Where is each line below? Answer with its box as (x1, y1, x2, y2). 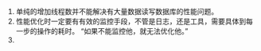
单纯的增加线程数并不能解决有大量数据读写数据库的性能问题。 (15, 7, 219, 16)
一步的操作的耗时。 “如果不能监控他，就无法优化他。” (15, 27, 189, 35)
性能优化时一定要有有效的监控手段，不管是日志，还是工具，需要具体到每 (15, 16, 253, 26)
